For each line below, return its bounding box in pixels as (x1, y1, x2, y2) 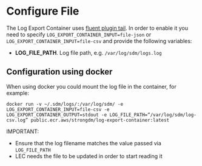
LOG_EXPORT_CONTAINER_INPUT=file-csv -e (6, 106, 110, 112)
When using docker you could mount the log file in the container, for (6, 83, 177, 90)
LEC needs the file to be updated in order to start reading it (15, 152, 163, 159)
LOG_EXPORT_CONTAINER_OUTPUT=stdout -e (6, 111, 107, 118)
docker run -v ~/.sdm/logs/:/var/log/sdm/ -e (6, 101, 123, 107)
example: (6, 89, 29, 97)
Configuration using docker (6, 67, 113, 77)
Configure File (6, 4, 79, 18)
